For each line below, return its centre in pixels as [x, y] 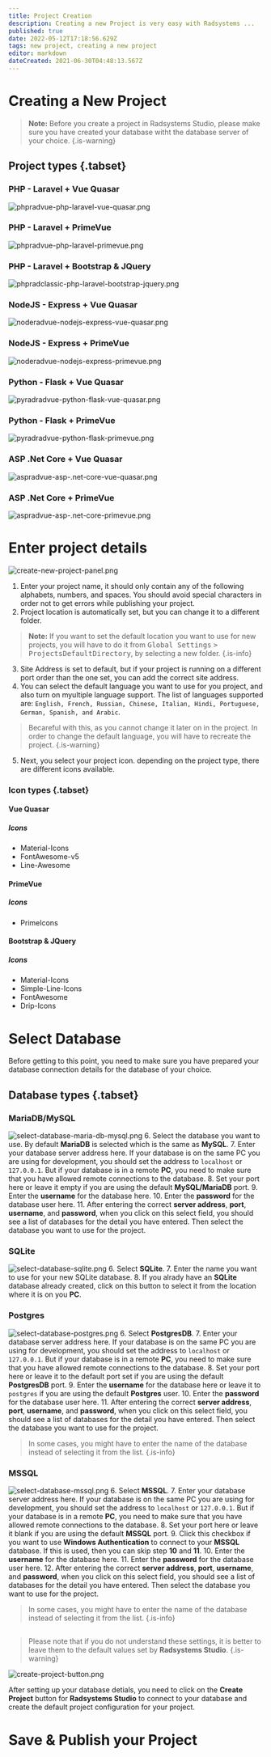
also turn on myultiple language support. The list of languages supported [142, 694]
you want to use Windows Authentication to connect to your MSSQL [124, 1542]
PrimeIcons [39, 922]
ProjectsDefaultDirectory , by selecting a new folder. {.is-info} [140, 653]
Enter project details [78, 548]
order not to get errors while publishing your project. [108, 603]
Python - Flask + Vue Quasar [66, 382]
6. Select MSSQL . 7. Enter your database [178, 1490]
